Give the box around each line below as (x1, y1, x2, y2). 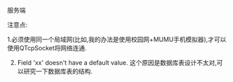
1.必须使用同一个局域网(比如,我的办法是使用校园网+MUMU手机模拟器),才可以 (7, 35, 227, 43)
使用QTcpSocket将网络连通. (7, 44, 87, 52)
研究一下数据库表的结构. (23, 68, 93, 75)
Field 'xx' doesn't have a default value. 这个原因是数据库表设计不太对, (17, 59, 217, 67)
